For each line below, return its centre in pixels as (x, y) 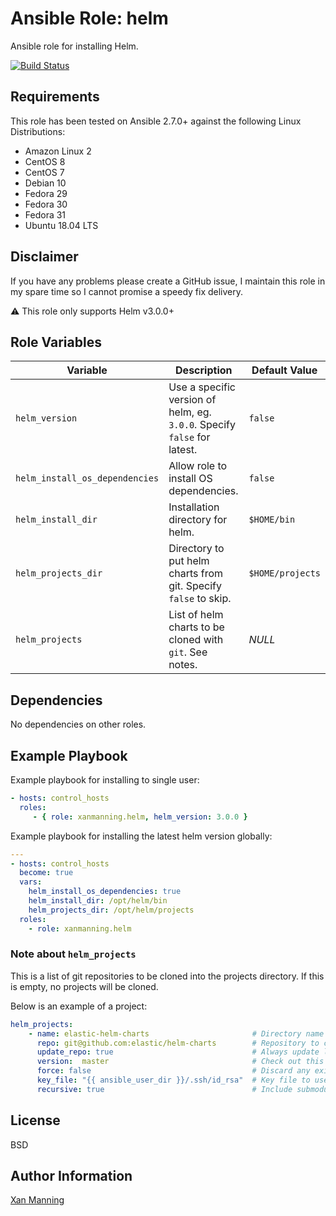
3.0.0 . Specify (202, 425)
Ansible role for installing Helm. (74, 46)
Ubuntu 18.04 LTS (61, 225)
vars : (31, 882)
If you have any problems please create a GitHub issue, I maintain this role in (168, 281)
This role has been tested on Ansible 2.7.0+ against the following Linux (156, 121)
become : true (46, 873)
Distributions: (38, 131)
